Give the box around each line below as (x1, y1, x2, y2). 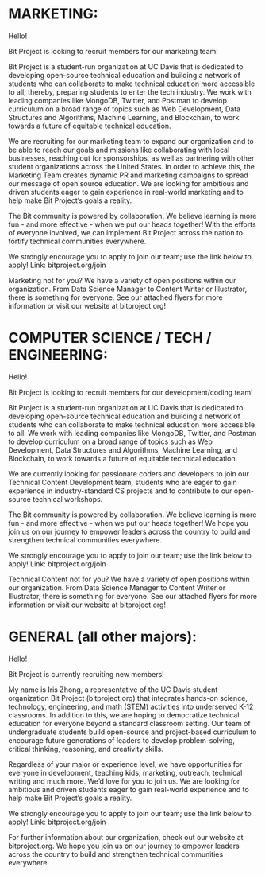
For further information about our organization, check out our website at (8, 832, 244, 842)
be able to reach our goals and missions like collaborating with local (8, 145, 230, 154)
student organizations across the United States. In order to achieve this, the (8, 161, 255, 171)
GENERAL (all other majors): (8, 628, 197, 646)
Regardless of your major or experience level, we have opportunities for (8, 759, 243, 768)
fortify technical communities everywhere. (8, 236, 147, 246)
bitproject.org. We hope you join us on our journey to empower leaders (8, 841, 240, 850)
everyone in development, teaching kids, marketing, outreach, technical (8, 768, 243, 777)
